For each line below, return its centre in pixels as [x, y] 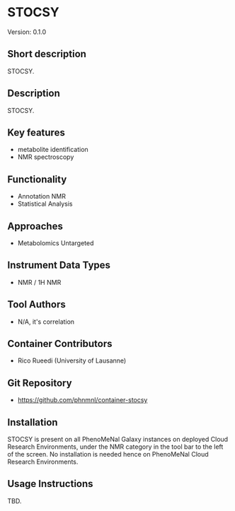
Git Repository [40, 383]
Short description [47, 54]
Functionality [37, 179]
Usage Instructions [50, 484]
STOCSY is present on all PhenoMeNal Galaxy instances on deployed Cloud [118, 440]
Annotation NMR [41, 196]
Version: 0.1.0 [27, 32]
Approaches [35, 226]
